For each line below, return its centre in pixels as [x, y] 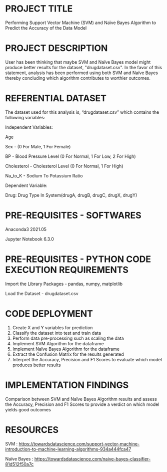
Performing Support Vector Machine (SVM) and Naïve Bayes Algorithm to [81, 23]
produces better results [36, 365]
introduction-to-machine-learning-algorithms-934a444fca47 [68, 449]
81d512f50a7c [19, 464]
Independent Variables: [29, 127]
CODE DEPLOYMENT [49, 313]
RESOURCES [32, 430]
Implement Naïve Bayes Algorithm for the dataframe [66, 349]
